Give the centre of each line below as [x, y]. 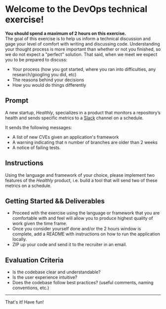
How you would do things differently [49, 85]
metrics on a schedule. [28, 185]
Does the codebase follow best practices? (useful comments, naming [83, 283]
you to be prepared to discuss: [36, 59]
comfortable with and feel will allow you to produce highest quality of [83, 218]
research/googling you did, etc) [44, 74]
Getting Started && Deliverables [55, 201]
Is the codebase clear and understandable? [56, 272]
